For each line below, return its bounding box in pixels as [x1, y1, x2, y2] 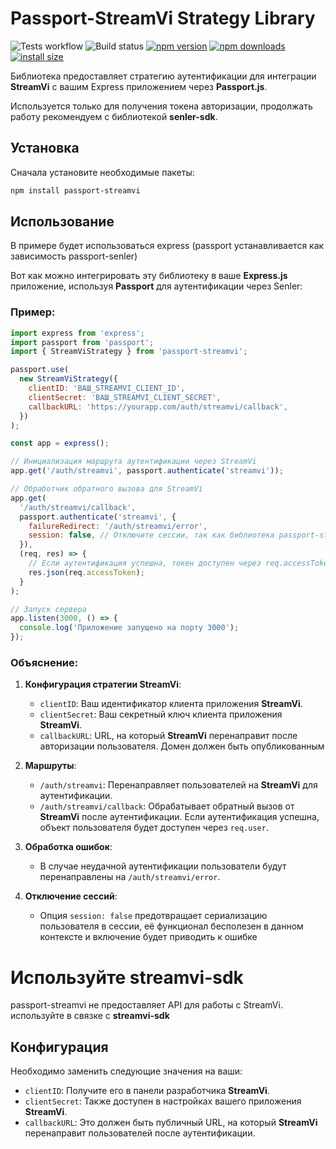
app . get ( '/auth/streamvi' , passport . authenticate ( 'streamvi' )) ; [10, 466, 284, 476]
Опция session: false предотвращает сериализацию [39, 910, 268, 922]
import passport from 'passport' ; [10, 337, 155, 347]
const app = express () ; [10, 438, 110, 449]
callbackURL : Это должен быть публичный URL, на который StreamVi [24, 1117, 318, 1129]
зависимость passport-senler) [10, 250, 138, 262]
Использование [10, 213, 115, 231]
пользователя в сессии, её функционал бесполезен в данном [39, 920, 304, 932]
